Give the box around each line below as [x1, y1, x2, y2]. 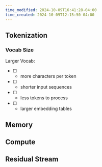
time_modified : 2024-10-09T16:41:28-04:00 [5, 7, 97, 13]
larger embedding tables [20, 105, 72, 112]
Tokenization [5, 31, 47, 40]
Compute [5, 137, 36, 146]
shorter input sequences [20, 84, 72, 90]
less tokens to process [20, 95, 68, 101]
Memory [5, 120, 33, 129]
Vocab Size [5, 46, 34, 53]
